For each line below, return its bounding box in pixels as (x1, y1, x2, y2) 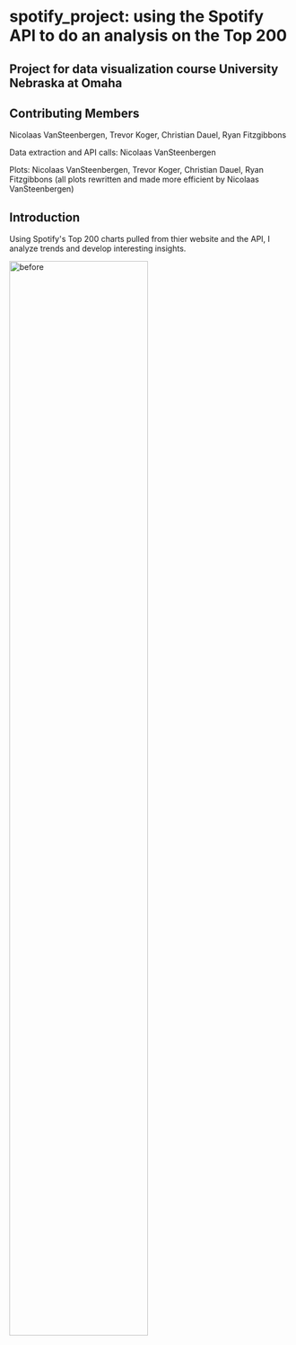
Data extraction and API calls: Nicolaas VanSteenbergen (9, 147, 217, 158)
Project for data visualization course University (9, 61, 279, 76)
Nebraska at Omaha (9, 75, 123, 91)
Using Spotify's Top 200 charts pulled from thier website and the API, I (9, 234, 271, 245)
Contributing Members (9, 105, 140, 121)
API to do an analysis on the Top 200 (9, 25, 288, 46)
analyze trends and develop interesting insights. (9, 243, 187, 254)
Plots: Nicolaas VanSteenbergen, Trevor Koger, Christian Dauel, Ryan (9, 165, 265, 175)
